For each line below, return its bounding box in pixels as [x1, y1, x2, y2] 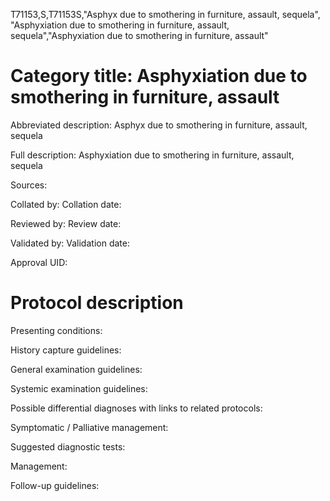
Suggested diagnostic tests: [10, 440, 126, 453]
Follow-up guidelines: [10, 479, 100, 491]
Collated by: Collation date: [10, 198, 122, 210]
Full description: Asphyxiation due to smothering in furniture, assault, [10, 149, 295, 161]
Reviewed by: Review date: [10, 217, 122, 229]
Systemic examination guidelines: [10, 382, 148, 394]
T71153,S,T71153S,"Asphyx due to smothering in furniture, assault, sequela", [10, 9, 321, 20]
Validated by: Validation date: [10, 237, 130, 249]
